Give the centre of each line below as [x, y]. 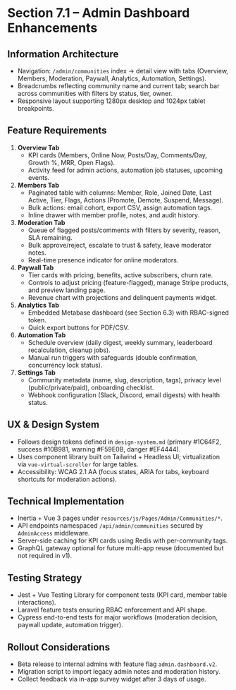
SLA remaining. [50, 237]
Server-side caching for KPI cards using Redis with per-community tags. [123, 540]
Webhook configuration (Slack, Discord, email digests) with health [124, 395]
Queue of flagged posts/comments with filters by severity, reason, [124, 230]
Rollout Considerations [59, 647]
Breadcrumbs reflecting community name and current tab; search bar [118, 86]
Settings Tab [37, 373]
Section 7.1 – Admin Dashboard [99, 13]
